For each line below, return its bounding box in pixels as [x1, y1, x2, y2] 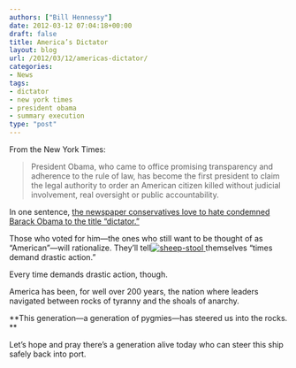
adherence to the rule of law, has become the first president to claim [30, 171, 280, 181]
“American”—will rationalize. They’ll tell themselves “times [9, 242, 273, 253]
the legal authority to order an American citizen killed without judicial [30, 180, 281, 190]
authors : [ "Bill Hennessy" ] [9, 12, 113, 22]
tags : [9, 79, 29, 88]
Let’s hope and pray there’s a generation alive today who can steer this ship [9, 340, 285, 349]
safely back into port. [9, 349, 87, 359]
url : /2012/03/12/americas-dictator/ [9, 54, 148, 63]
